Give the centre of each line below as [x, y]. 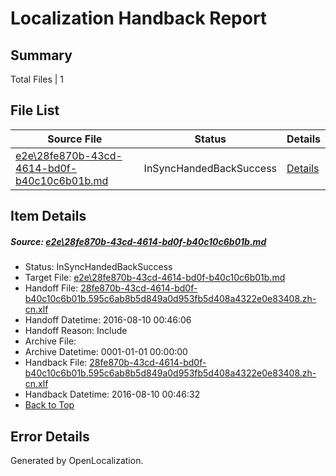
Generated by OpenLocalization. [77, 460]
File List [35, 110]
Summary [41, 55]
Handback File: [56, 363]
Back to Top [49, 405]
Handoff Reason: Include [76, 331]
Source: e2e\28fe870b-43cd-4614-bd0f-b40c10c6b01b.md [138, 241]
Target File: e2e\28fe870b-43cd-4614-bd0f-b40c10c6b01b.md [155, 278]
